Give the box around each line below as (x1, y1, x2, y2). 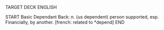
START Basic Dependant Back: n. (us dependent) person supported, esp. (5, 14, 159, 19)
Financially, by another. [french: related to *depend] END (5, 19, 125, 25)
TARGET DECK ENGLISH (5, 4, 57, 10)
